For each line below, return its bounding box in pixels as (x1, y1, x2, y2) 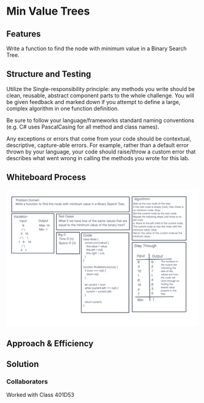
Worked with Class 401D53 (6, 391, 75, 399)
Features (6, 29, 41, 39)
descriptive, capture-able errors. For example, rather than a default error (6, 141, 189, 149)
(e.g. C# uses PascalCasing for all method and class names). (6, 123, 159, 130)
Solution (6, 359, 39, 369)
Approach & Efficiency (6, 338, 93, 349)
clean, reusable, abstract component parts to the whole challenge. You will (6, 92, 194, 99)
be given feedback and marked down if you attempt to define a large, (6, 98, 181, 105)
